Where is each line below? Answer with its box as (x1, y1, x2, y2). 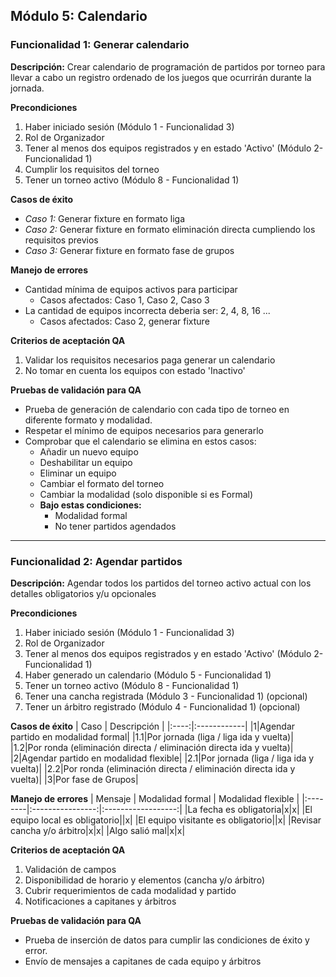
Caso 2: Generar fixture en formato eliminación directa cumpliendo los (24, 223, 316, 235)
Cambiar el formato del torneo (39, 477, 165, 489)
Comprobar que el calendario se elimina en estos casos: (24, 435, 257, 447)
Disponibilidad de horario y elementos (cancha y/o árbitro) (24, 874, 266, 886)
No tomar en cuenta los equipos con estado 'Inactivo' (24, 364, 246, 376)
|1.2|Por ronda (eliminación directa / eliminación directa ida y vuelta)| (10, 741, 294, 753)
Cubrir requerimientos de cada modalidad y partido (24, 884, 237, 896)
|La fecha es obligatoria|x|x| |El (184, 803, 313, 815)
